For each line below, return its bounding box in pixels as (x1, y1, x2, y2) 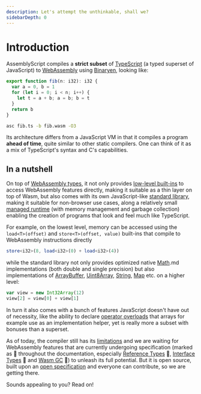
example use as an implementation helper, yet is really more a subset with (6, 319, 189, 326)
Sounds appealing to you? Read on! (6, 381, 94, 388)
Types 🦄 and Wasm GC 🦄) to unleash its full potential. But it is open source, (6, 356, 192, 363)
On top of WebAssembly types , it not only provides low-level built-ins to (6, 180, 184, 187)
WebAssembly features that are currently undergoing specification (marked (6, 343, 193, 351)
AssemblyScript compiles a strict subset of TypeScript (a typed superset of (6, 60, 194, 67)
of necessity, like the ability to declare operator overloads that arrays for (6, 313, 185, 320)
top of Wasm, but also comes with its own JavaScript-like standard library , (6, 193, 190, 200)
